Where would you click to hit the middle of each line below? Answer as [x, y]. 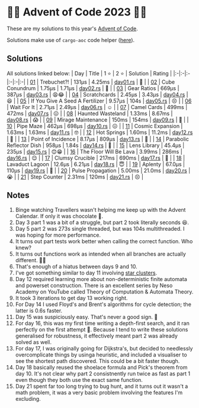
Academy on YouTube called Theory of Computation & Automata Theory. [104, 291]
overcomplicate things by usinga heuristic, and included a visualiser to [101, 355]
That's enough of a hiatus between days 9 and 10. [76, 266]
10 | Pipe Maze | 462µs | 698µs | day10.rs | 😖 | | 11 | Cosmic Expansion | [95, 126]
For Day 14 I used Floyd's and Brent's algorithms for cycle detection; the [103, 304]
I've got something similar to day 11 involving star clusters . [86, 273]
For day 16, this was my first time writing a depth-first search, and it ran [102, 323]
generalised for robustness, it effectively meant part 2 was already [97, 336]
